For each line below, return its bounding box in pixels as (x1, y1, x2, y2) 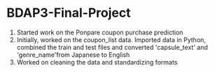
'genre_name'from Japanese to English (16, 51, 130, 59)
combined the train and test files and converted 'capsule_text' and (16, 43, 208, 51)
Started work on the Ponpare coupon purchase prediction (16, 28, 183, 36)
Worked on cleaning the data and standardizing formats (16, 58, 178, 66)
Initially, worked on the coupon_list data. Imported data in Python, (16, 35, 206, 44)
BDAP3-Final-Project (6, 5, 131, 21)
